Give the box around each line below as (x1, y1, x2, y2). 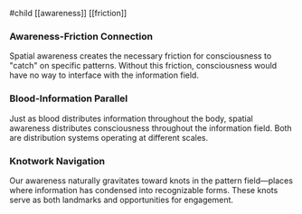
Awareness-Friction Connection (9, 30, 154, 42)
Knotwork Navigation (9, 154, 106, 167)
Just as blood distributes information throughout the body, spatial (9, 113, 253, 124)
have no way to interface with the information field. (9, 70, 199, 80)
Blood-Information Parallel (9, 92, 128, 105)
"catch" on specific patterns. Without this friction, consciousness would (9, 60, 278, 71)
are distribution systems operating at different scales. (9, 132, 209, 143)
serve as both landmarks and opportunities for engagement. (9, 194, 233, 205)
